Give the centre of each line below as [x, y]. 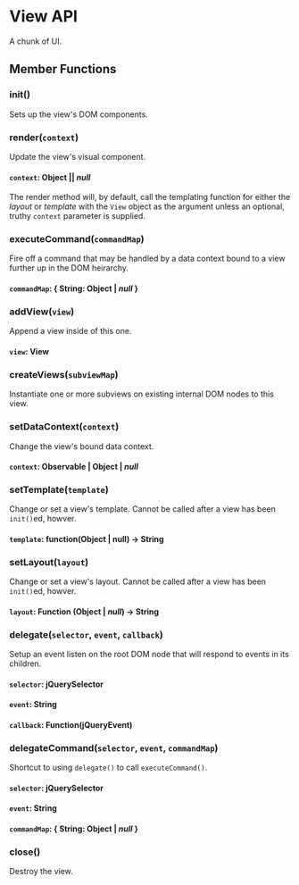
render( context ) [44, 138]
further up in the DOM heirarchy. [69, 268]
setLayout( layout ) [49, 562]
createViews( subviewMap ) [64, 374]
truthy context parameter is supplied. [77, 216]
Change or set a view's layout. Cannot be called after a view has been [137, 581]
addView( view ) [42, 312]
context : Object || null [50, 177]
